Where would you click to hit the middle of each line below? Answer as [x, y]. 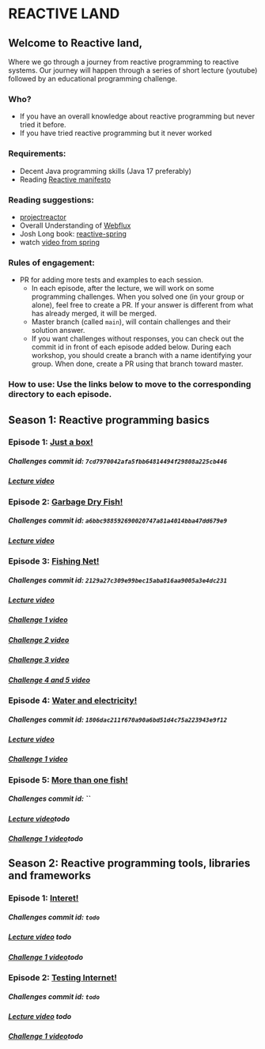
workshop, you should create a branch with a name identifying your [142, 356]
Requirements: [37, 153]
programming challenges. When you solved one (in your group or [138, 296]
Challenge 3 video [39, 660]
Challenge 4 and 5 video [49, 680]
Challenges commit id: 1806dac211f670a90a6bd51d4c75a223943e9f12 [118, 719]
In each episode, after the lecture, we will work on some [123, 289]
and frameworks [49, 875]
